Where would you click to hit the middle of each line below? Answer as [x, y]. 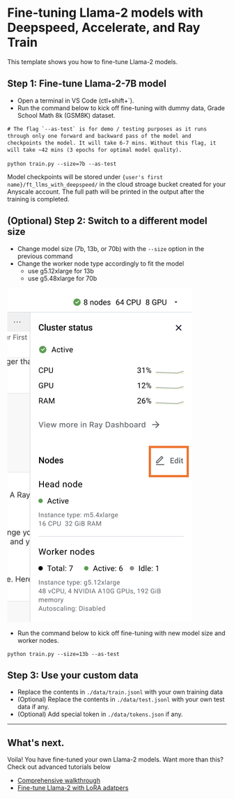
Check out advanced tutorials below [59, 767]
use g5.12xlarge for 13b [61, 271]
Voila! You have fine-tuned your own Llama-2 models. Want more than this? [116, 760]
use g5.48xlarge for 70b [62, 278]
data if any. [33, 707]
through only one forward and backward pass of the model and [99, 136]
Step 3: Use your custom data [73, 675]
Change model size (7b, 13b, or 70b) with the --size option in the [110, 248]
